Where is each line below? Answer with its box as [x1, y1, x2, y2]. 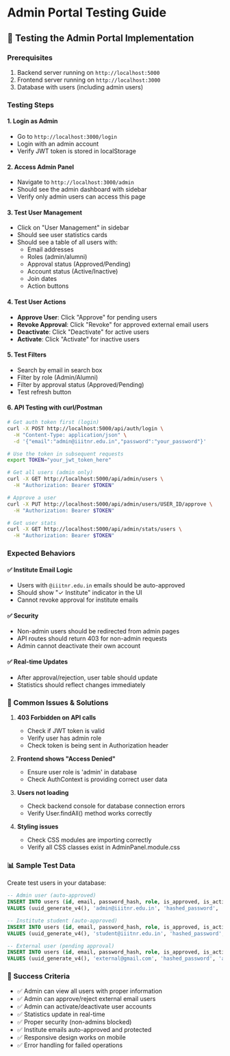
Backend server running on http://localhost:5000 [16, 68, 160, 76]
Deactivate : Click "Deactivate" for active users [16, 328, 149, 336]
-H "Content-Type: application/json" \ [13, 431, 127, 438]
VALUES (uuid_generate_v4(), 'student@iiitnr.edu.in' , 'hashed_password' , [7, 930, 225, 937]
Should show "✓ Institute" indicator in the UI [16, 589, 142, 597]
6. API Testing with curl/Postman [7, 403, 103, 412]
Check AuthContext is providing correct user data [27, 775, 168, 783]
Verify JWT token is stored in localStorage [16, 147, 137, 155]
